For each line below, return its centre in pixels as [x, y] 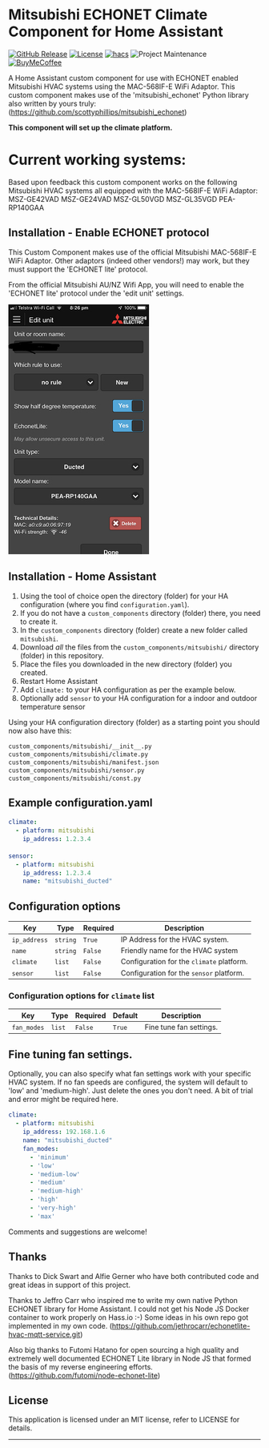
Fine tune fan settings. [181, 1028]
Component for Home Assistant [116, 32]
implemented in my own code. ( [60, 1325]
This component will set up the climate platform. [90, 127]
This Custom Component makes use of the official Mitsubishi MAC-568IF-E [132, 252]
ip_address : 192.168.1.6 [64, 1132]
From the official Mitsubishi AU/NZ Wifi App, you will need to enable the [126, 284]
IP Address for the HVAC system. [175, 939]
